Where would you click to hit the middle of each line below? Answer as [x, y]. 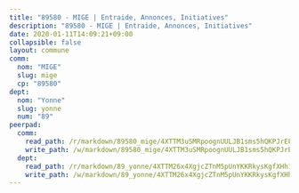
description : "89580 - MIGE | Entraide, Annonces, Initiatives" [131, 26]
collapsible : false [45, 42]
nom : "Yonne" [41, 100]
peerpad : [25, 125]
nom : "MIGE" [40, 68]
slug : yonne [40, 109]
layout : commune [39, 51]
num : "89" [35, 117]
